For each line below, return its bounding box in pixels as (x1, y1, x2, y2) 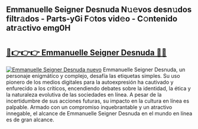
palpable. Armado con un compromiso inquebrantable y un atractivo (6, 104, 173, 111)
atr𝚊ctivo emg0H (6, 23, 71, 33)
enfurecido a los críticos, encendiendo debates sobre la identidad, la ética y (6, 85, 191, 92)
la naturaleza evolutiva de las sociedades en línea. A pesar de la (6, 91, 162, 98)
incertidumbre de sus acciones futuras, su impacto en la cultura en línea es (6, 97, 190, 104)
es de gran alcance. (6, 116, 54, 123)
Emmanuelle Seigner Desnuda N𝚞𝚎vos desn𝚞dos (6, 5, 192, 15)
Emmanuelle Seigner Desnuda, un (103, 66, 186, 73)
